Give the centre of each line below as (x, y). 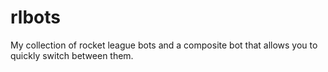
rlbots (35, 17)
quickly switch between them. (72, 55)
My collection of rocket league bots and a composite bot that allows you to (164, 45)
